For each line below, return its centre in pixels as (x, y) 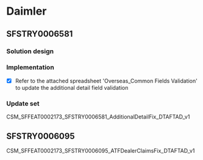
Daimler (27, 11)
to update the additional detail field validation (72, 87)
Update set (23, 103)
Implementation (30, 67)
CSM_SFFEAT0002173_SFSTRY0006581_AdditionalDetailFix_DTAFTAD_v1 (98, 117)
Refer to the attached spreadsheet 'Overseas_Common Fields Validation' (106, 81)
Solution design (30, 51)
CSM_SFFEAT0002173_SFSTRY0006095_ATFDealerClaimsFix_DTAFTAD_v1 (101, 150)
